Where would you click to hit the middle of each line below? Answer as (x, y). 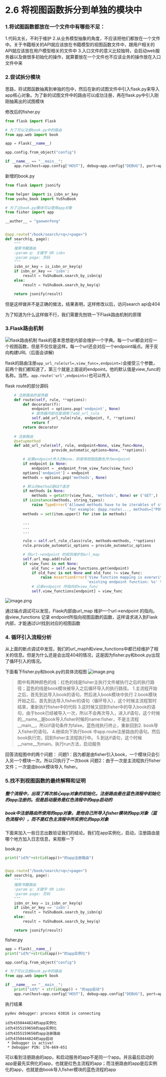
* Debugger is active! (31, 1043)
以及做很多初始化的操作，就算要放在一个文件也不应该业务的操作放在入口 (87, 57)
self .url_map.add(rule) (47, 559)
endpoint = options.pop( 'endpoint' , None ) (76, 409)
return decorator (41, 427)
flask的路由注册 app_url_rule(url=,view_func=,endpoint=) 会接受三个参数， (81, 363)
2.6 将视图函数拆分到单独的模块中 (74, 10)
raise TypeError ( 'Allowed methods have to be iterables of (93, 505)
